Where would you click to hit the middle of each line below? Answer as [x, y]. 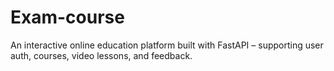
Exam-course [67, 17]
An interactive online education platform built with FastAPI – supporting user [167, 45]
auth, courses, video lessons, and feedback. [101, 55]
